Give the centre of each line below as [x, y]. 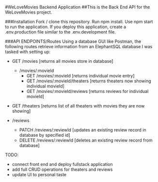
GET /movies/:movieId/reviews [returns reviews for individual [87, 91]
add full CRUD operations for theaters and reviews [62, 169]
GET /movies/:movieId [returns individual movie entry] [80, 76]
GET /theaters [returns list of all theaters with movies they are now [78, 106]
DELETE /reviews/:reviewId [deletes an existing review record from [86, 140]
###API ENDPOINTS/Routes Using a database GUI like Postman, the [73, 41]
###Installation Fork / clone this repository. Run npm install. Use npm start [79, 22]
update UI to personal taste [39, 174]
